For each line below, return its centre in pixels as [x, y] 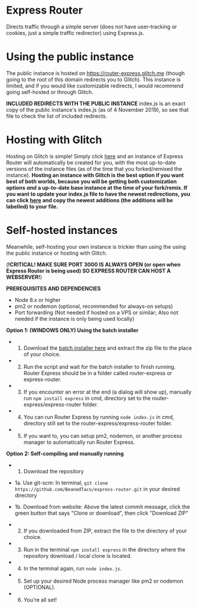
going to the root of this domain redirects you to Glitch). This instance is [93, 79]
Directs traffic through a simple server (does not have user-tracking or [92, 27]
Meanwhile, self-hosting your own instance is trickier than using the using [96, 246]
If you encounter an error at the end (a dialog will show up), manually [108, 392]
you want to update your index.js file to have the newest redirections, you [98, 194]
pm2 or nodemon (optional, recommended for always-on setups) [94, 306]
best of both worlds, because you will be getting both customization [92, 181]
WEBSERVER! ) [24, 277]
